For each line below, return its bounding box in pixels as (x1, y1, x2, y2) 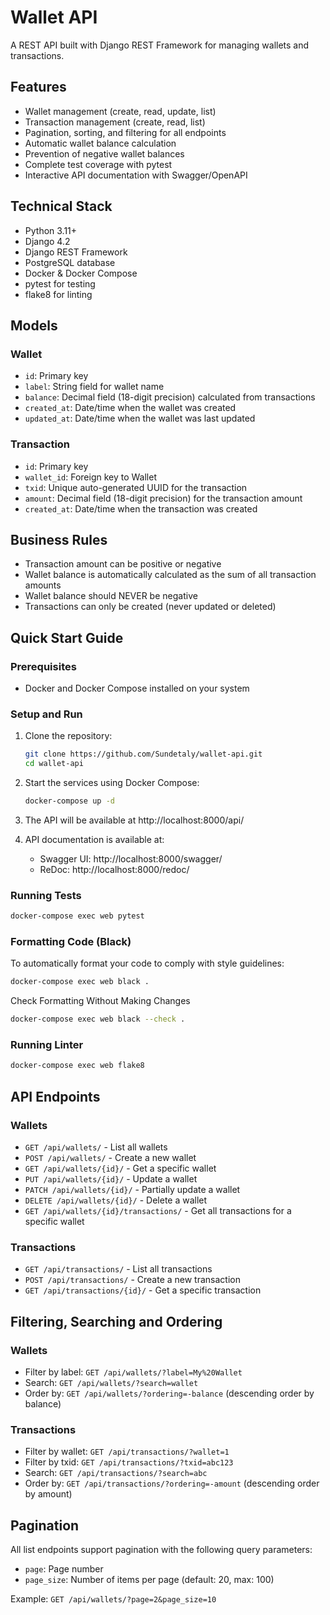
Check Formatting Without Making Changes (10, 995, 191, 1007)
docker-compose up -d (24, 796, 115, 806)
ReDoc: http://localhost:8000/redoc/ (39, 863, 190, 875)
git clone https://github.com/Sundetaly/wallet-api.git (24, 749, 263, 760)
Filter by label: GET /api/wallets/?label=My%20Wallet (24, 1366, 243, 1378)
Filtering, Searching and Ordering (10, 1313, 223, 1330)
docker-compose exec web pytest (10, 911, 145, 921)
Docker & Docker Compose (24, 267, 138, 279)
